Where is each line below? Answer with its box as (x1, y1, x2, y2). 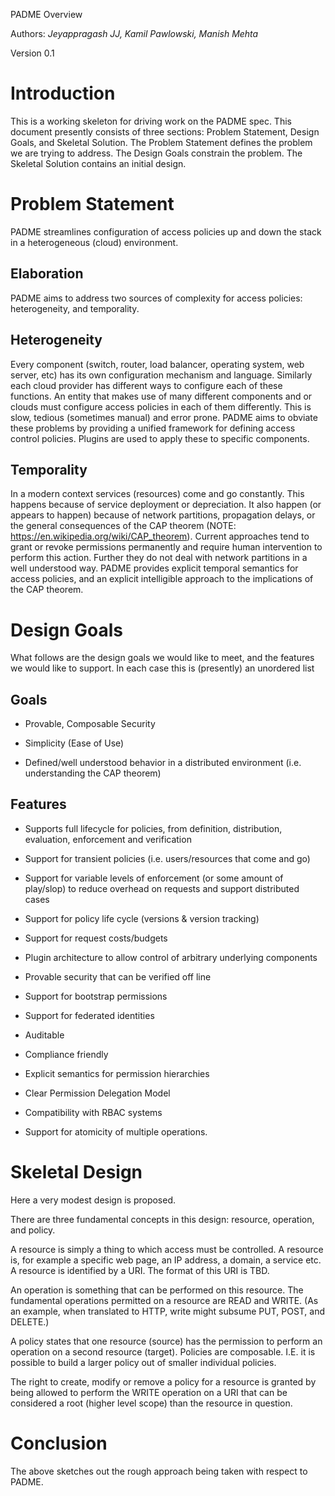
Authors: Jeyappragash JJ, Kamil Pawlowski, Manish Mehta (10, 28, 259, 39)
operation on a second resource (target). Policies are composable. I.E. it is (10, 1345, 316, 1358)
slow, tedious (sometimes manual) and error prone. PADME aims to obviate (10, 411, 318, 423)
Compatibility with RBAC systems (24, 1106, 163, 1118)
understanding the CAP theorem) (24, 767, 162, 779)
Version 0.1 (10, 47, 55, 59)
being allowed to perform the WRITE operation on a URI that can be (10, 1386, 288, 1398)
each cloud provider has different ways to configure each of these (10, 379, 283, 391)
